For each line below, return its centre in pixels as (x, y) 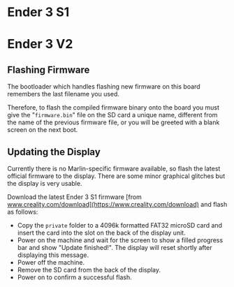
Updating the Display (54, 152)
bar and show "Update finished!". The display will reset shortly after (115, 248)
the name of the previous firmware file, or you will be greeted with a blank (114, 122)
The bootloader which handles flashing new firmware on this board (104, 87)
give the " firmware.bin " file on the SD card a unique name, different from (112, 115)
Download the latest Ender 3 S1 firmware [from (74, 197)
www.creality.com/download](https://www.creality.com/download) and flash (117, 204)
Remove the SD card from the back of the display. (89, 270)
